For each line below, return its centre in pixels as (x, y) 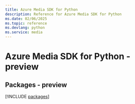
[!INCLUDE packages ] (27, 96)
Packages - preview (36, 85)
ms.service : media (24, 32)
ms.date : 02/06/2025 (26, 19)
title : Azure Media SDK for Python (41, 10)
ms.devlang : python (25, 28)
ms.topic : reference (26, 23)
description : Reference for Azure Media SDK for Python (63, 14)
